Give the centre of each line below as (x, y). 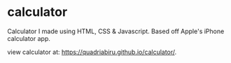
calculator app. (29, 38)
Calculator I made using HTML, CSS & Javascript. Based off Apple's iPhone (116, 31)
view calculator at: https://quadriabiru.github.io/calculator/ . (92, 52)
